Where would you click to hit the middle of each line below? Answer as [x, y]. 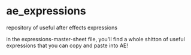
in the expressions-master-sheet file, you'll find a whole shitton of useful [96, 39]
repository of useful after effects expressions [62, 27]
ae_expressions [46, 11]
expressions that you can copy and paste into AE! [67, 45]
